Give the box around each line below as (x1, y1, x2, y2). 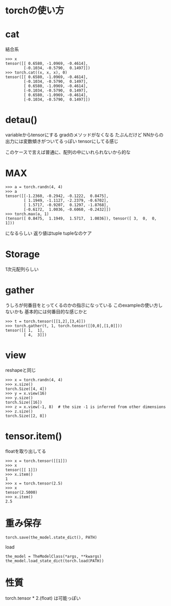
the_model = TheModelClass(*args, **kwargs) (5, 554, 102, 559)
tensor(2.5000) (5, 490, 38, 495)
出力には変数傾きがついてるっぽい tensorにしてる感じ (5, 138, 119, 145)
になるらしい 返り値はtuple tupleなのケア (5, 230, 92, 236)
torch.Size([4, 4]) (5, 386, 47, 391)
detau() (5, 114, 37, 126)
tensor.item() (5, 431, 62, 442)
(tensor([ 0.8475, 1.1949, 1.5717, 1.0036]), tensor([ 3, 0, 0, (5, 216, 157, 221)
